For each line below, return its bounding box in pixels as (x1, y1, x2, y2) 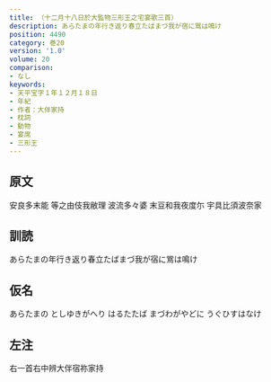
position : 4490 (9, 30, 66, 39)
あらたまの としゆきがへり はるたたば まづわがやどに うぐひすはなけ (9, 308, 262, 319)
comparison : (9, 64, 54, 73)
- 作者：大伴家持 (9, 105, 65, 114)
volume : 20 (9, 55, 50, 64)
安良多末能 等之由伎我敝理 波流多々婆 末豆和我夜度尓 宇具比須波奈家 (9, 200, 262, 210)
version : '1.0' (9, 47, 66, 56)
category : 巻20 (9, 38, 65, 48)
